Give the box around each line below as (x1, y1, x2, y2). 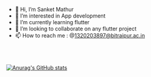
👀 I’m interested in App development (14, 12, 106, 19)
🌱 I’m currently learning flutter (14, 19, 90, 25)
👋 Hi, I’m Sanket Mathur (14, 6, 74, 13)
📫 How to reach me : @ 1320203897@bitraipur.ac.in (14, 32, 145, 39)
